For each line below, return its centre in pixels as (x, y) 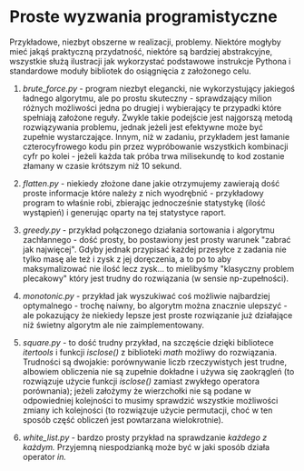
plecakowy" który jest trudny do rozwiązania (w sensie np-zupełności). (155, 278)
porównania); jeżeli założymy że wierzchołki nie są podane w (137, 391)
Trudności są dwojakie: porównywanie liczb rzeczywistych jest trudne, (155, 362)
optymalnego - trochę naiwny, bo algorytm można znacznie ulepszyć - (155, 306)
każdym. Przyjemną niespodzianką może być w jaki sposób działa (146, 446)
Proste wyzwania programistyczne (144, 17)
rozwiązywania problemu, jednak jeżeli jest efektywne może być (142, 127)
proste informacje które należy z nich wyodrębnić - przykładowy (143, 193)
